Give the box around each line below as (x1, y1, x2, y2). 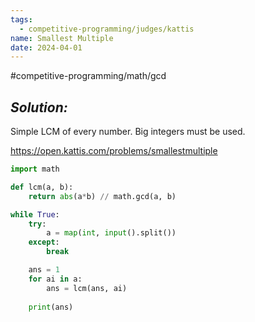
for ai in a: (28, 274, 83, 284)
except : (28, 237, 60, 248)
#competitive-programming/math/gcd (10, 70, 167, 82)
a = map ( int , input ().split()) (46, 228, 177, 238)
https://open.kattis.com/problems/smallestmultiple (10, 145, 218, 157)
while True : (10, 209, 60, 220)
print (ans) (28, 302, 74, 312)
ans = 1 (28, 265, 60, 275)
